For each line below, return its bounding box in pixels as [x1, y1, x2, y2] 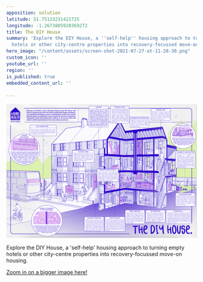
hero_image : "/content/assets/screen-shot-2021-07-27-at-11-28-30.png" [6, 48, 190, 54]
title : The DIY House [6, 29, 61, 35]
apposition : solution [6, 10, 61, 16]
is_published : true [6, 73, 56, 80]
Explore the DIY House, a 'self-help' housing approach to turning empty [6, 244, 185, 251]
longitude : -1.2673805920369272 [6, 22, 88, 28]
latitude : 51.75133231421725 [6, 16, 80, 22]
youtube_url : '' [6, 61, 47, 67]
